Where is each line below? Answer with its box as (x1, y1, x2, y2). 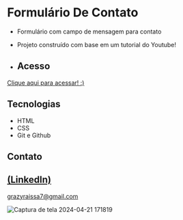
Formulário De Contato (7, 5, 139, 20)
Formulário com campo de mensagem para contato (16, 27, 162, 36)
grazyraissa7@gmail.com (7, 192, 79, 200)
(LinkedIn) (7, 174, 51, 186)
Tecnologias (7, 98, 61, 110)
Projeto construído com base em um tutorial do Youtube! (16, 40, 176, 49)
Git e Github (16, 131, 51, 139)
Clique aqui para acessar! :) (7, 79, 85, 87)
